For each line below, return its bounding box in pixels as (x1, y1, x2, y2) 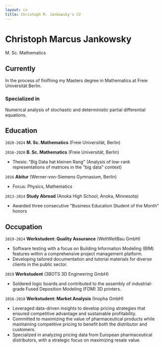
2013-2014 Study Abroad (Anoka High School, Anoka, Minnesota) (5, 193, 139, 199)
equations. (5, 112, 27, 118)
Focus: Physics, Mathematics (12, 183, 73, 189)
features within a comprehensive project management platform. (12, 251, 143, 257)
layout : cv (5, 7, 28, 12)
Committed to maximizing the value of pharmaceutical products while (12, 316, 155, 322)
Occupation (5, 222, 42, 231)
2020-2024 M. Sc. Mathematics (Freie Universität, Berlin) (5, 140, 121, 146)
